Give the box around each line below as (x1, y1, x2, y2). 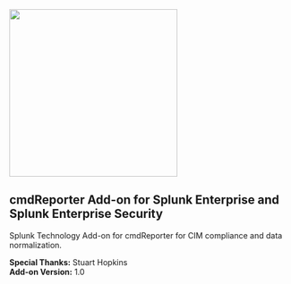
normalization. (9, 239, 63, 250)
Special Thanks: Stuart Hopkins (9, 256, 128, 267)
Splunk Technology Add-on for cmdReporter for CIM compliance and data (9, 230, 283, 240)
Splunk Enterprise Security (9, 206, 164, 221)
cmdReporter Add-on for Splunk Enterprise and (9, 192, 279, 208)
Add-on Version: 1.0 (9, 266, 85, 277)
